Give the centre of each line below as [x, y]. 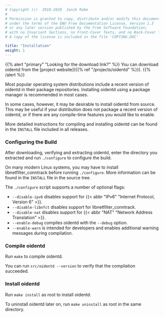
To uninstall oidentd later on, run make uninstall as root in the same [73, 304]
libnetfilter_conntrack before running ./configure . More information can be [80, 172]
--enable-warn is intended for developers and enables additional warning [85, 228]
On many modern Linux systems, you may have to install [62, 167]
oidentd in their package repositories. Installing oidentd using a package [78, 89]
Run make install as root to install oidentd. [48, 294]
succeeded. [17, 271]
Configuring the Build [31, 142]
